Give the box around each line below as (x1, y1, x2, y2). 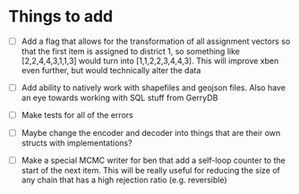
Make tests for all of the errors (21, 110, 133, 121)
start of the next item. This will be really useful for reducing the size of (21, 165, 281, 176)
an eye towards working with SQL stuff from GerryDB (21, 92, 218, 104)
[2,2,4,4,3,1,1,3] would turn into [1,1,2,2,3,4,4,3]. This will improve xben (21, 55, 279, 66)
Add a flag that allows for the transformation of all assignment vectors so (21, 36, 291, 46)
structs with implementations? (21, 138, 132, 148)
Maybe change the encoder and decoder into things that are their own (21, 128, 281, 139)
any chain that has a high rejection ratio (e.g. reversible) (21, 174, 227, 185)
